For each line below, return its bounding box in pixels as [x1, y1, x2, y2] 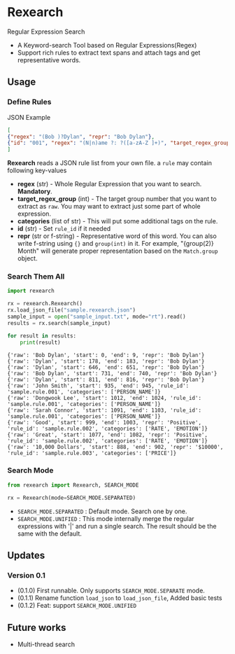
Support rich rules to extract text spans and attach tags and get [17, 48, 201, 57]
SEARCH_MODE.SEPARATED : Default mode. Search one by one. [17, 507, 187, 515]
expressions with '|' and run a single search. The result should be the [17, 522, 217, 530]
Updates [7, 549, 45, 561]
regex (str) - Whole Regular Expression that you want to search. [17, 180, 202, 188]
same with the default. [17, 529, 83, 538]
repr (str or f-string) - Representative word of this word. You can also [17, 232, 217, 240]
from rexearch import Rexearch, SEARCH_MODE [7, 481, 139, 489]
